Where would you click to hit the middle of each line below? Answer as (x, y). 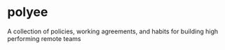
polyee (28, 12)
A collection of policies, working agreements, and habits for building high (113, 31)
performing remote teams (44, 38)
